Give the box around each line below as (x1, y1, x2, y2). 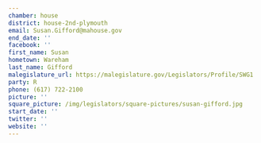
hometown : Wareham (8, 56, 69, 64)
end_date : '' (8, 33, 52, 42)
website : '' (8, 122, 48, 130)
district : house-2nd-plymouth (8, 19, 109, 27)
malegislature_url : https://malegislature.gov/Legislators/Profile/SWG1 (8, 71, 254, 79)
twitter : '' (8, 115, 48, 123)
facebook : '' (8, 41, 52, 49)
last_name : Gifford (8, 64, 73, 71)
